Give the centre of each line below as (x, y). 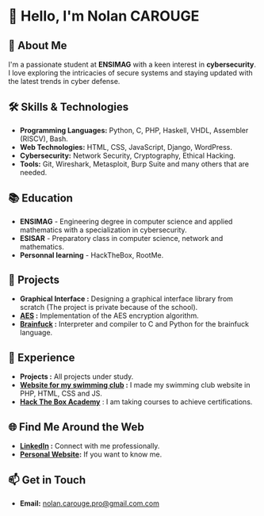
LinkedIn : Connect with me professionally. (90, 446)
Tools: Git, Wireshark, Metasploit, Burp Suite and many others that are (134, 164)
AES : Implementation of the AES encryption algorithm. (109, 315)
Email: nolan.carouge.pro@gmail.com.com (90, 503)
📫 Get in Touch (47, 480)
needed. (33, 172)
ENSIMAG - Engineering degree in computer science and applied (126, 221)
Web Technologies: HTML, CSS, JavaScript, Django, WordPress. (126, 147)
